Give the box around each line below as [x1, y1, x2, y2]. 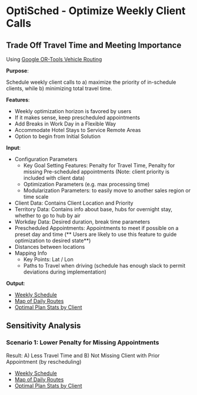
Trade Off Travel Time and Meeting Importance [6, 40, 182, 50]
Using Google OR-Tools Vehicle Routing [6, 56, 102, 62]
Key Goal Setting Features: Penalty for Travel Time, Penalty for [23, 162, 175, 169]
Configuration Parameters [14, 156, 78, 163]
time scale [23, 193, 49, 200]
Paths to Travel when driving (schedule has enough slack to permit [23, 262, 186, 269]
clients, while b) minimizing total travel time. [6, 85, 112, 92]
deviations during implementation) [23, 268, 107, 275]
